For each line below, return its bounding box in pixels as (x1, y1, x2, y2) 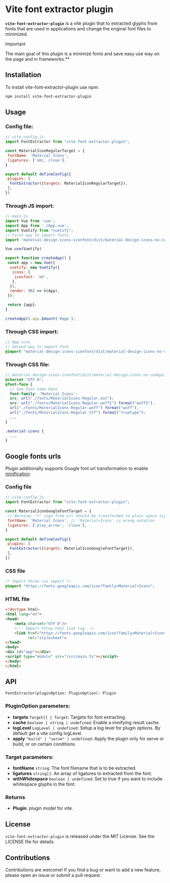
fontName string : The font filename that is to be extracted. (12, 765, 137, 771)
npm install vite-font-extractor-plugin (5, 94, 92, 99)
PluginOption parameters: (5, 702, 71, 710)
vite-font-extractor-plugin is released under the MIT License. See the (5, 833, 155, 840)
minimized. (5, 31, 28, 37)
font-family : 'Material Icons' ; (10, 391, 78, 396)
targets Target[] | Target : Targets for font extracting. (12, 714, 126, 720)
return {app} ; (7, 302, 37, 307)
